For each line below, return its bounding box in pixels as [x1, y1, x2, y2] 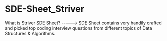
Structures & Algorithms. [5, 30, 56, 36]
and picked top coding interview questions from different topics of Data [5, 25, 152, 31]
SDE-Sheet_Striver [5, 3, 85, 15]
